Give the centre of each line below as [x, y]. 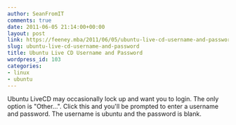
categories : [25, 66]
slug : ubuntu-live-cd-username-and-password [73, 46]
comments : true [29, 20]
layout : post [26, 33]
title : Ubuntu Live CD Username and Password [75, 53]
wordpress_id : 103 [34, 60]
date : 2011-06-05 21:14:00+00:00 [56, 27]
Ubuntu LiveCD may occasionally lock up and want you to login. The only [113, 99]
